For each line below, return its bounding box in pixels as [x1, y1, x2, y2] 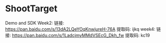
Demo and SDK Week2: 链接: [5, 20, 65, 26]
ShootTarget [5, 3, 58, 14]
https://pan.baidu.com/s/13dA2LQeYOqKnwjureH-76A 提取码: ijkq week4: [5, 26, 156, 32]
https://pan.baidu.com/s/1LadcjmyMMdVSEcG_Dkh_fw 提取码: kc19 [11, 32, 150, 38]
